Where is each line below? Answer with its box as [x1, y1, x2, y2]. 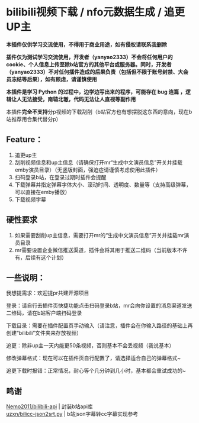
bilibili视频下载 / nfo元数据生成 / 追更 [6, 5, 185, 19]
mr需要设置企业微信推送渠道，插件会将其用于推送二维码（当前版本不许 [14, 246, 188, 253]
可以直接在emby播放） [14, 188, 70, 195]
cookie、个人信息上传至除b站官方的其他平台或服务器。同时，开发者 [6, 60, 172, 68]
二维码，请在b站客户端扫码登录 [6, 309, 82, 317]
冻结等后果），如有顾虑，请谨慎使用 [11, 75, 97, 83]
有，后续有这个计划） [14, 254, 67, 261]
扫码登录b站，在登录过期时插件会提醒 [14, 173, 107, 180]
